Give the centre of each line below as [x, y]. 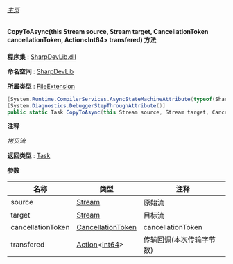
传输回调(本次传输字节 [180, 240]
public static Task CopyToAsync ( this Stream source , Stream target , [108, 112]
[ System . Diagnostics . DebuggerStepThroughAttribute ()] [87, 106]
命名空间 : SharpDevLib [41, 71]
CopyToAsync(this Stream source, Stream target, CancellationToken [108, 32]
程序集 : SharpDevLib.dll [42, 56]
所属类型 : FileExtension [41, 86]
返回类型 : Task [29, 156]
